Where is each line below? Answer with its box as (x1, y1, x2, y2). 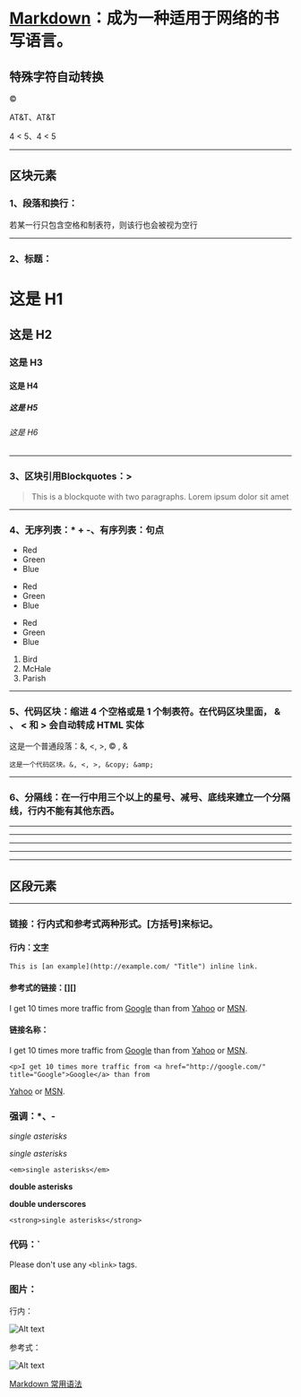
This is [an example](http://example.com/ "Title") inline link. (9, 962, 258, 971)
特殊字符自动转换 (9, 69, 104, 84)
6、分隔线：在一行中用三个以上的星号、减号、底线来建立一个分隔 (9, 791, 291, 803)
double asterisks (9, 1181, 73, 1193)
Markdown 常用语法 (9, 1378, 82, 1389)
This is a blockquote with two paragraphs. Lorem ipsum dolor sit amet (30, 490, 289, 502)
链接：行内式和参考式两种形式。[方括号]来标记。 (9, 918, 219, 931)
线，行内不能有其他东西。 (9, 804, 120, 817)
